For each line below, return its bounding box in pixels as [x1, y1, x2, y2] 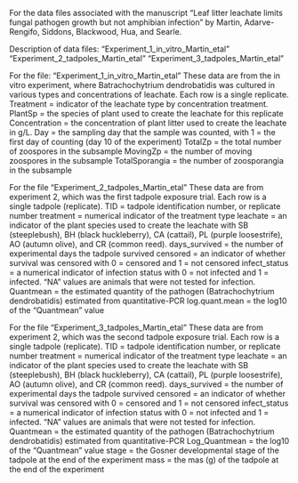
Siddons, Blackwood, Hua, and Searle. [41, 27, 182, 36]
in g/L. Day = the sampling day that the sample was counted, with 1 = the [9, 127, 276, 137]
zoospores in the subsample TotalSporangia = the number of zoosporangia [9, 156, 285, 165]
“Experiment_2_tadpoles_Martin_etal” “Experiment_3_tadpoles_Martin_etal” [9, 53, 285, 63]
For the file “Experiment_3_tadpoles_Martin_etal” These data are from [9, 322, 264, 333]
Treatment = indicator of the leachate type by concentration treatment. [9, 99, 269, 109]
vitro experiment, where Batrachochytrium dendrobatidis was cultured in [9, 80, 276, 90]
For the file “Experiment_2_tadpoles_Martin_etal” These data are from [9, 182, 264, 192]
